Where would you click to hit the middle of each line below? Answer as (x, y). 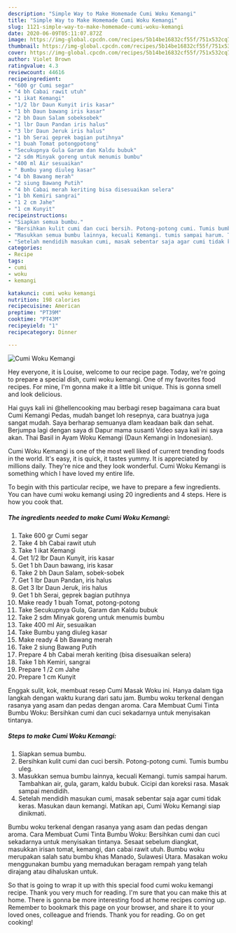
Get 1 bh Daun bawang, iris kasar (66, 565)
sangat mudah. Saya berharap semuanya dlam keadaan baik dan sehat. (111, 422)
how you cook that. (36, 502)
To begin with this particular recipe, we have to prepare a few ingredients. (114, 486)
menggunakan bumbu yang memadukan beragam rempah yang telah (107, 864)
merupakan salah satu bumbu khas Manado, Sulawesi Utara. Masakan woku (118, 856)
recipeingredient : (35, 79)
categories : (25, 248)
